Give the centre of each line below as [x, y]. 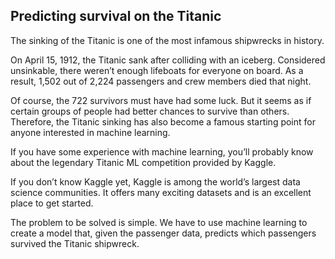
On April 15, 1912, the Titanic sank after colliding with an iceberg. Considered [168, 60]
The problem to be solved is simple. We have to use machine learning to [159, 222]
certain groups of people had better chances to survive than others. [150, 111]
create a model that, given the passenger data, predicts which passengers [163, 233]
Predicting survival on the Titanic [116, 16]
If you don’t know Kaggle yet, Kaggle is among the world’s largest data [155, 181]
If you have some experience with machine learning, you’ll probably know [162, 151]
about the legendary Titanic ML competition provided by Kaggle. [143, 162]
